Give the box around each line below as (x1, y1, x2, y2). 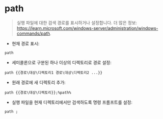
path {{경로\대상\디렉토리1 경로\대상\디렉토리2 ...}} (4, 70, 103, 75)
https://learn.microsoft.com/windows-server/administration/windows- (16, 25, 158, 31)
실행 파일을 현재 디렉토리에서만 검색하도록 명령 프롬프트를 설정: (11, 99, 133, 105)
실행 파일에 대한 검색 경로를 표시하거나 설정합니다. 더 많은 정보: (16, 20, 137, 25)
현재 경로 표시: (11, 40, 40, 47)
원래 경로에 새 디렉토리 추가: (11, 79, 66, 85)
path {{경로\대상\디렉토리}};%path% (4, 90, 72, 95)
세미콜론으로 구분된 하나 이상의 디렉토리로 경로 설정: (11, 59, 111, 65)
